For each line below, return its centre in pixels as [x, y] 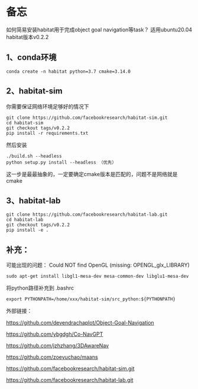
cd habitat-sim [25, 123]
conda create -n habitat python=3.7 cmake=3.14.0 [69, 72]
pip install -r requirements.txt [47, 133]
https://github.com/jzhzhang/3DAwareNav [58, 346]
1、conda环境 [31, 58]
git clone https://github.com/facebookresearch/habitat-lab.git [87, 215]
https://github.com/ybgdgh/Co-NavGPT [55, 334]
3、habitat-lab [33, 201]
